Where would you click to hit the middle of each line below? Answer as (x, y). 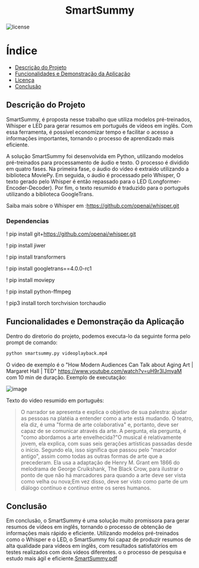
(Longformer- (165, 181)
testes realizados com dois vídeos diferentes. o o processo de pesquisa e (96, 552)
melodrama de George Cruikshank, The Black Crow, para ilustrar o (102, 469)
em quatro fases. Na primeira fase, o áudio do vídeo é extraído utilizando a (97, 169)
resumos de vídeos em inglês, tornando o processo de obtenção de (89, 527)
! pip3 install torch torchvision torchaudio (56, 303)
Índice (22, 51)
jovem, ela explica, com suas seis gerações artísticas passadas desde (106, 443)
